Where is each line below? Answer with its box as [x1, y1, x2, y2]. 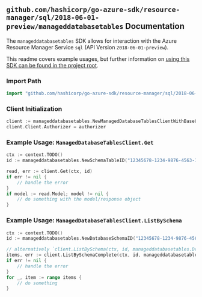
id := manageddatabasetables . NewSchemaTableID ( [6, 157, 128, 164]
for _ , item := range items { [6, 274, 82, 280]
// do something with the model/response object [17, 196, 141, 202]
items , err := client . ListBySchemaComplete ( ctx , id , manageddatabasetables [6, 252, 200, 258]
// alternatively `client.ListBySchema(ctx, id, [6, 246, 130, 252]
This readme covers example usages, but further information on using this [6, 55, 190, 63]
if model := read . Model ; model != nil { [6, 190, 109, 197]
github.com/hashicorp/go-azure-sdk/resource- [6, 5, 180, 14]
